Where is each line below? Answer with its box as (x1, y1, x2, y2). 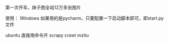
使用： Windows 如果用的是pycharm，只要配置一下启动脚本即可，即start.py (5, 15, 164, 21)
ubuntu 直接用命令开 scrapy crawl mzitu (5, 32, 89, 38)
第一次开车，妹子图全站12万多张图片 (5, 5, 81, 10)
